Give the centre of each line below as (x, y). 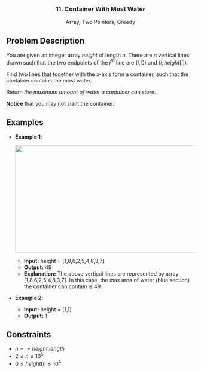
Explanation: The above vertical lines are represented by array (101, 273)
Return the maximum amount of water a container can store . (81, 92)
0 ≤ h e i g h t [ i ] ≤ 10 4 (38, 363)
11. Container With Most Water (100, 9)
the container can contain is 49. (63, 286)
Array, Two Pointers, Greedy (100, 22)
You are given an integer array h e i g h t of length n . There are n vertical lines (98, 55)
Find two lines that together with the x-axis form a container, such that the (98, 74)
